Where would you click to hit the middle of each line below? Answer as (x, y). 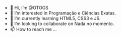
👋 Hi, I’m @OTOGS (29, 8)
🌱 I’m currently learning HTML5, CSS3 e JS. (55, 18)
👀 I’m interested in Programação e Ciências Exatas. (63, 13)
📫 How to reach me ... (33, 29)
